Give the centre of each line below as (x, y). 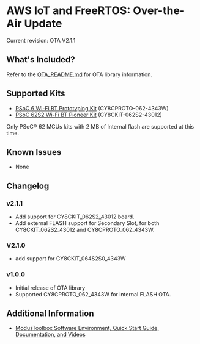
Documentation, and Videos (50, 335)
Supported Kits (36, 94)
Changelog (28, 186)
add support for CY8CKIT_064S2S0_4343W (71, 259)
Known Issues (34, 152)
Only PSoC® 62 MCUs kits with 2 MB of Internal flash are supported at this (100, 126)
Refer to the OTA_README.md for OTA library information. (80, 74)
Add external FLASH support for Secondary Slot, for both (87, 223)
